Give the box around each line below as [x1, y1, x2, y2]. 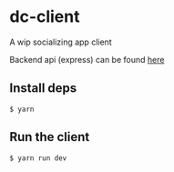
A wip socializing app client [9, 36, 112, 47]
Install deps [9, 80, 77, 96]
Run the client [9, 129, 90, 145]
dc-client [9, 6, 80, 27]
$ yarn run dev [9, 153, 67, 163]
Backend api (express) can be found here [9, 54, 165, 65]
